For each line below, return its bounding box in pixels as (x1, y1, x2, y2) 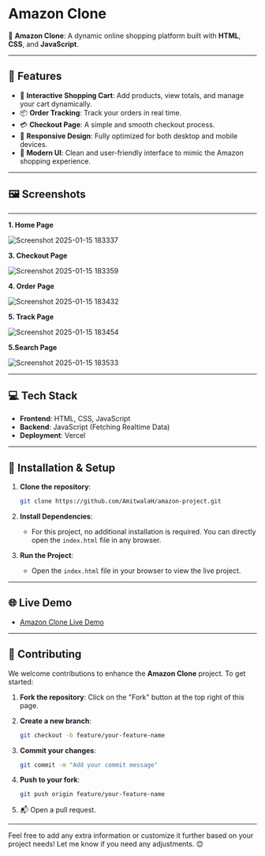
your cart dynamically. (19, 99, 92, 108)
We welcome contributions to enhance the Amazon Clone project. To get (8, 669, 246, 678)
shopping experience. (19, 156, 91, 166)
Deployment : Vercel (19, 431, 86, 440)
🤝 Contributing (8, 647, 82, 661)
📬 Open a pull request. (19, 805, 96, 815)
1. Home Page (8, 220, 54, 229)
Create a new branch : (19, 716, 92, 726)
